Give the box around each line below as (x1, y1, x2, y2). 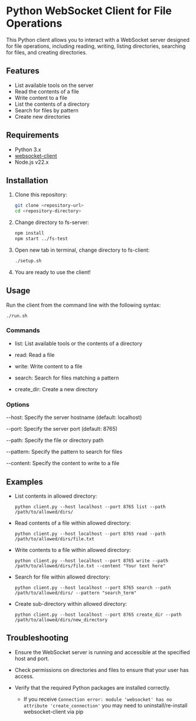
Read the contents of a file (14, 87, 79, 95)
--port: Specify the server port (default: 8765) (6, 426, 118, 433)
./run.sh (6, 313, 28, 319)
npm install (14, 230, 44, 236)
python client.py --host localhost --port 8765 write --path (14, 557, 169, 564)
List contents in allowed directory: (14, 492, 97, 499)
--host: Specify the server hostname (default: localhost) (6, 414, 142, 421)
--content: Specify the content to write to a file (6, 460, 120, 467)
